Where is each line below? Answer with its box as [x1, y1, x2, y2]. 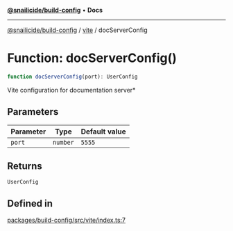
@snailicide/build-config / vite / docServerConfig [7, 26, 148, 34]
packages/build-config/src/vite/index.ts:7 [7, 216, 126, 225]
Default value [80, 127, 126, 136]
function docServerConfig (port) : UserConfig [7, 73, 138, 80]
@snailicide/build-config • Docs [7, 6, 103, 14]
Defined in [7, 198, 53, 209]
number [52, 138, 75, 146]
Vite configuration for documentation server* [7, 86, 136, 94]
